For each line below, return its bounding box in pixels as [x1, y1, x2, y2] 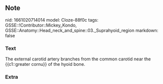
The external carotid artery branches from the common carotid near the [5, 56, 151, 62]
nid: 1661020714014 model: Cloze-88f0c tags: [5, 17, 99, 23]
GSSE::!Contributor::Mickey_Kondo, [5, 22, 77, 28]
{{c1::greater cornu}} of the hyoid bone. [5, 61, 85, 67]
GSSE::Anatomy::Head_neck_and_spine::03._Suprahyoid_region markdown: [5, 27, 159, 33]
